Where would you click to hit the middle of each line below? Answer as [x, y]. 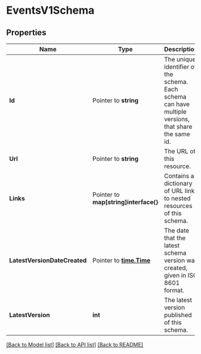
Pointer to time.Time [121, 260]
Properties [26, 33]
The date [177, 231]
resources [178, 206]
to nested [177, 198]
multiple [175, 112]
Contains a [179, 176]
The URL [176, 151]
